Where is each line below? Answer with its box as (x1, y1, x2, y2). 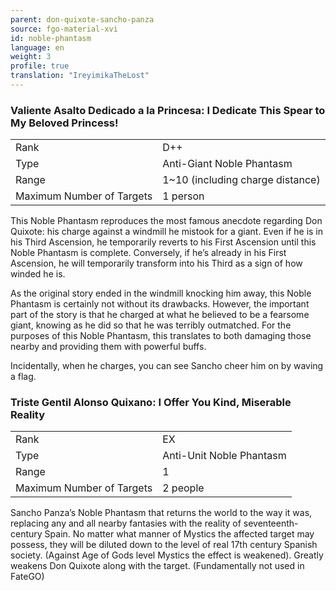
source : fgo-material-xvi (10, 24, 118, 34)
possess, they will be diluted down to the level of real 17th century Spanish (10, 539, 318, 551)
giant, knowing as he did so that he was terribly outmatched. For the (10, 319, 292, 331)
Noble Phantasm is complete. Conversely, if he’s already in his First (10, 247, 287, 259)
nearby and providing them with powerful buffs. (10, 341, 207, 353)
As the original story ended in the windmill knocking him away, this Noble (10, 287, 312, 300)
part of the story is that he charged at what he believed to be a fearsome (10, 309, 310, 321)
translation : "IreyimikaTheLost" (10, 71, 150, 81)
